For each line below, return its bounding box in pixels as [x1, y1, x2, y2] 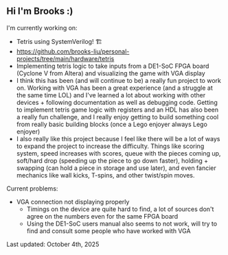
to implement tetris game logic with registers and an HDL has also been [16, 106, 219, 114]
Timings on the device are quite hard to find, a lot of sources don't [26, 205, 214, 213]
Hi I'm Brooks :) [6, 5, 73, 17]
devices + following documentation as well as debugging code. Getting [16, 98, 218, 106]
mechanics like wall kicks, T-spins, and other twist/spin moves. [16, 171, 195, 179]
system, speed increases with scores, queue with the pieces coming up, [16, 149, 221, 157]
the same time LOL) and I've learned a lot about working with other [16, 90, 206, 99]
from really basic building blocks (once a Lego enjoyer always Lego [16, 120, 207, 128]
